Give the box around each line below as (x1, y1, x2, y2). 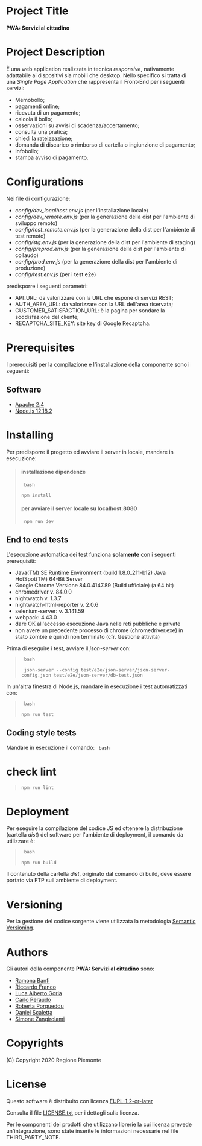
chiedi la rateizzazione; (14, 135, 73, 142)
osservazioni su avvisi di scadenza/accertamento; (14, 122, 140, 129)
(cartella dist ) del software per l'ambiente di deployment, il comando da (6, 831, 184, 838)
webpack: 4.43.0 (14, 613, 57, 621)
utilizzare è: (6, 837, 35, 845)
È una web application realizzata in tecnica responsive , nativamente (6, 65, 175, 72)
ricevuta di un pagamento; (14, 109, 81, 116)
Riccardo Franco (14, 983, 56, 990)
